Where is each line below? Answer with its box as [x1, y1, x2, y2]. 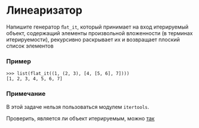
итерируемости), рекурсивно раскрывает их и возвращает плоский [6, 36, 180, 43]
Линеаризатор [6, 4, 82, 17]
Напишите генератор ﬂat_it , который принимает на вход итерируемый [6, 23, 189, 30]
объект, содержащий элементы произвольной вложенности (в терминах [6, 29, 193, 36]
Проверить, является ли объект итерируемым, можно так [6, 114, 155, 122]
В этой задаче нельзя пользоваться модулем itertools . [6, 103, 149, 110]
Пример [6, 57, 32, 65]
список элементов [6, 42, 54, 49]
